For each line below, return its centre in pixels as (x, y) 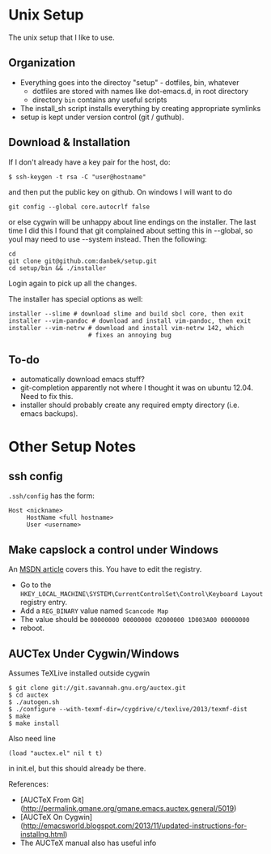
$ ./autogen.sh (34, 702)
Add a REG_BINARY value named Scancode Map (94, 611)
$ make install (34, 723)
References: (28, 784)
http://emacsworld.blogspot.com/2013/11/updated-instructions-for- (135, 826)
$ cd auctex (28, 695)
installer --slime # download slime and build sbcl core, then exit (126, 314)
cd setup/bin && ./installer (57, 268)
